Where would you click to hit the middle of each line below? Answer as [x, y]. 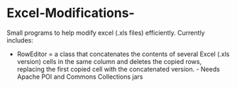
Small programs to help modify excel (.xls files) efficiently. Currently [106, 33]
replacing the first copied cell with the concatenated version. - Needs [118, 69]
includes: [20, 40]
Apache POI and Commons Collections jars [80, 77]
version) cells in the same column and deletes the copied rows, [109, 61]
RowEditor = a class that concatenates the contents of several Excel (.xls [123, 54]
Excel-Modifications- [71, 13]
